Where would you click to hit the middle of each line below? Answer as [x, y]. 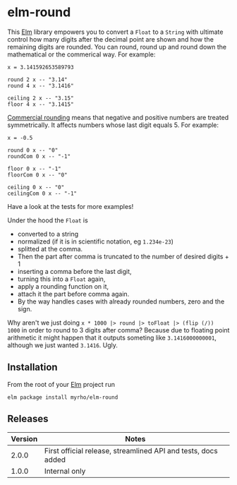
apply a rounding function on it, [63, 286]
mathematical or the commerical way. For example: [81, 54]
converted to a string [48, 234]
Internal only [65, 471]
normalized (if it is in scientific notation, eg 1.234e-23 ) [96, 241]
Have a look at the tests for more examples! [71, 206]
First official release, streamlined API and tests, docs [131, 450]
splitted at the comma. [50, 249]
